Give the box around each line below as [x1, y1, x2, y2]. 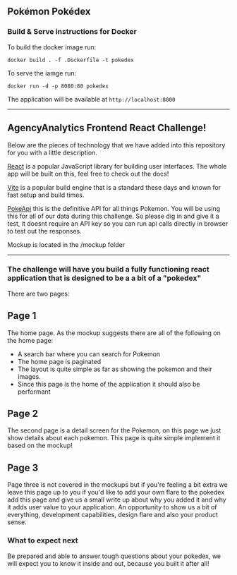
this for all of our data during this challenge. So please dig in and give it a [7, 212, 219, 220]
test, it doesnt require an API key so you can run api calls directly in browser [7, 219, 229, 228]
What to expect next [7, 535, 79, 545]
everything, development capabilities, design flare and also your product [7, 511, 219, 519]
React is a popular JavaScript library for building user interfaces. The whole [7, 162, 227, 170]
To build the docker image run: [7, 42, 97, 52]
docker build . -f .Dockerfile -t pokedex [7, 56, 134, 63]
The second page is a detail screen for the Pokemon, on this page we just [7, 426, 221, 435]
